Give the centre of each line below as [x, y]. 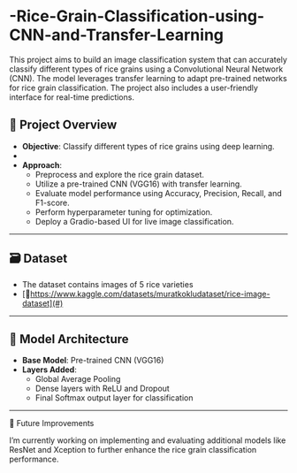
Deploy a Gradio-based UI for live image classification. [134, 221]
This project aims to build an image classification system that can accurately [148, 59]
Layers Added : [49, 370]
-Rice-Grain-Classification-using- [137, 16]
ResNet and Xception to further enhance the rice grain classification [133, 450]
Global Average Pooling [78, 379]
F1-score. [53, 202]
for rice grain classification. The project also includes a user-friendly [134, 88]
